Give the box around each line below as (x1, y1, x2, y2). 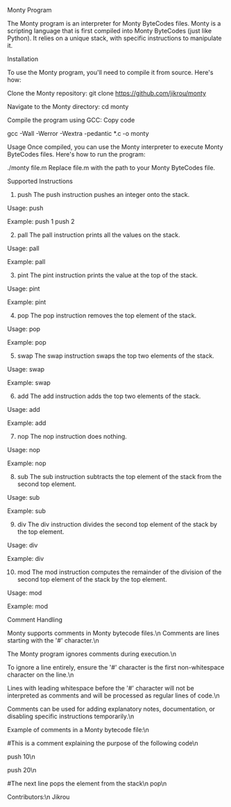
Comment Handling (7, 616, 62, 623)
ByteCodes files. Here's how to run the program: (7, 150, 146, 158)
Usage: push (7, 204, 44, 212)
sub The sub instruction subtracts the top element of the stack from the (17, 473, 222, 480)
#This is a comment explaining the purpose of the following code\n (7, 739, 199, 747)
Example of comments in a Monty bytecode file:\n (7, 726, 149, 734)
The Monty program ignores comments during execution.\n (7, 650, 177, 658)
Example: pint (7, 298, 46, 306)
